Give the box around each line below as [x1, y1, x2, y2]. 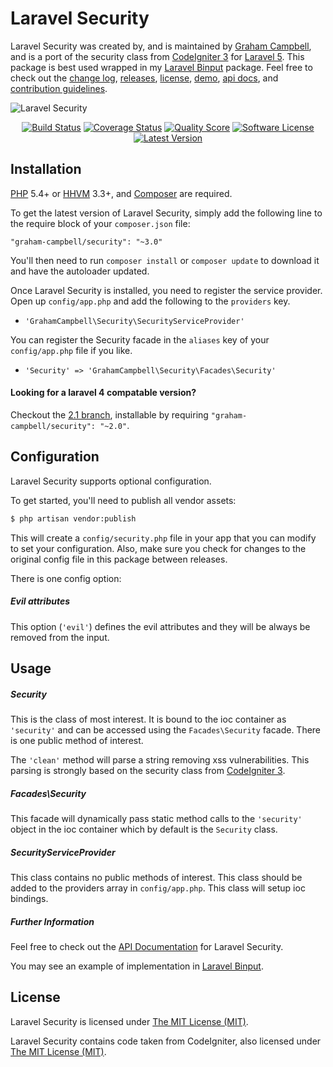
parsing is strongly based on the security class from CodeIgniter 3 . [10, 764, 286, 776]
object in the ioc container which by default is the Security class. [10, 823, 278, 835]
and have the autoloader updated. [10, 265, 150, 277]
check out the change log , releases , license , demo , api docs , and [10, 72, 279, 84]
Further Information [10, 915, 95, 927]
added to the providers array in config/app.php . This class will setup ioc [10, 882, 306, 894]
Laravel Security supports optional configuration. [10, 475, 212, 487]
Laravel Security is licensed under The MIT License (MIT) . [10, 1015, 249, 1027]
